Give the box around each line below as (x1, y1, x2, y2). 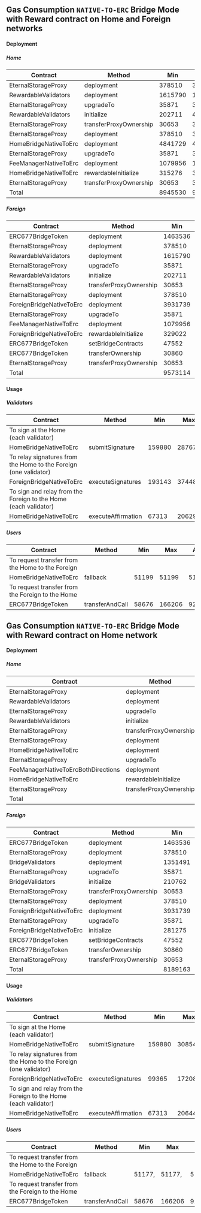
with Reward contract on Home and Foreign (6, 14, 171, 25)
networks (6, 23, 43, 34)
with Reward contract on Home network (6, 630, 158, 640)
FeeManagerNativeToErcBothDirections (9, 766, 120, 774)
